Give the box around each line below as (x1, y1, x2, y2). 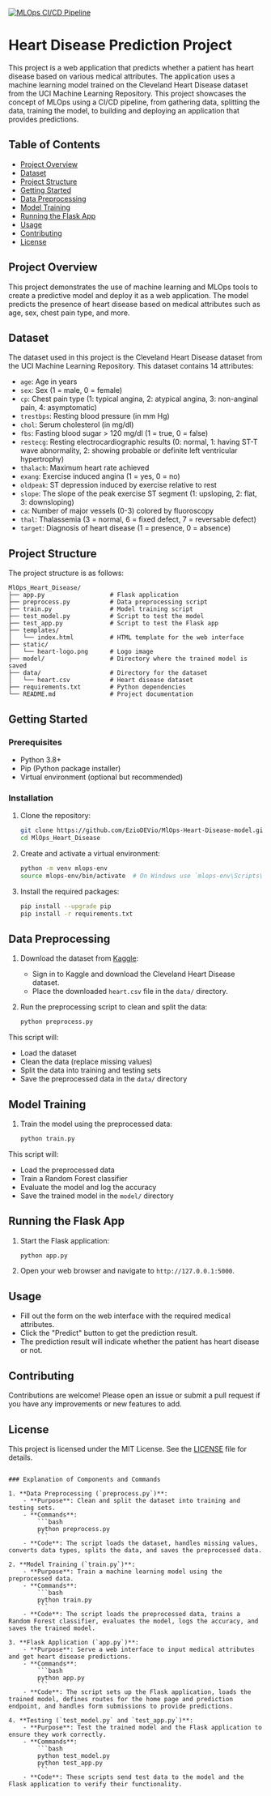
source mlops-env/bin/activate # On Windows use (19, 872, 192, 880)
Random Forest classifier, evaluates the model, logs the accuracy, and (8, 1617, 259, 1625)
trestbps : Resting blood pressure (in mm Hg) (19, 412, 170, 421)
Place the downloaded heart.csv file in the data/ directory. (32, 987, 228, 996)
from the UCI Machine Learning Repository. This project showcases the (8, 88, 247, 98)
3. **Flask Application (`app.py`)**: (8, 1638, 139, 1646)
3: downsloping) (19, 497, 74, 507)
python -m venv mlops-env (19, 864, 108, 872)
